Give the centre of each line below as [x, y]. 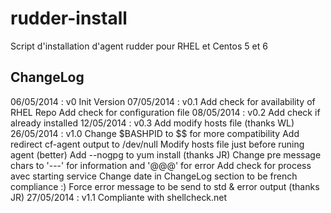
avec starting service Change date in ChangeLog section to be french [154, 176]
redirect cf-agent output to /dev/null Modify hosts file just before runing [157, 144]
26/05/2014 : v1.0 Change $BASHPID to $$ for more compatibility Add [155, 133]
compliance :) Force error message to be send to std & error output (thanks [165, 186]
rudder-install [69, 18]
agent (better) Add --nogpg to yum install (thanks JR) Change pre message [166, 154]
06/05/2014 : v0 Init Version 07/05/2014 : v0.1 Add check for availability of [163, 101]
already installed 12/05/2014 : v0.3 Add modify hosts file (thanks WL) [152, 123]
